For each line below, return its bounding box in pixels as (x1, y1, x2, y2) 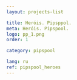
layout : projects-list (6, 8, 64, 15)
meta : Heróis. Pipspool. (6, 25, 69, 32)
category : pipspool (6, 48, 56, 54)
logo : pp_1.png (6, 31, 45, 37)
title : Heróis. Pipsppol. (6, 19, 72, 26)
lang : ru (6, 59, 28, 65)
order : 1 (6, 37, 28, 43)
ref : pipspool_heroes (6, 64, 61, 70)
